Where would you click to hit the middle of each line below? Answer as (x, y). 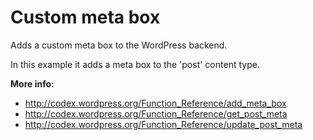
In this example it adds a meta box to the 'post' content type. (135, 64)
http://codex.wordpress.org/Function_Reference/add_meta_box (155, 103)
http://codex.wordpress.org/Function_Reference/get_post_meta (156, 113)
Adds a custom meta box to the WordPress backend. (119, 45)
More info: (32, 83)
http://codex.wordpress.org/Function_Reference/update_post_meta (163, 124)
